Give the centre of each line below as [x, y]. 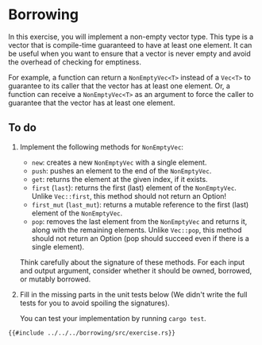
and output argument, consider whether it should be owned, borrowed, [136, 270]
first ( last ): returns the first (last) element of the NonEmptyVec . [134, 188]
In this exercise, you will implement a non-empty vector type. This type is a [131, 37]
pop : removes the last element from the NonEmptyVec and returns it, [139, 221]
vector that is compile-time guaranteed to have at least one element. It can [130, 45]
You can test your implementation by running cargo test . [113, 318]
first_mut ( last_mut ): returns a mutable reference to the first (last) [140, 204]
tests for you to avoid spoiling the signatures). [94, 303]
